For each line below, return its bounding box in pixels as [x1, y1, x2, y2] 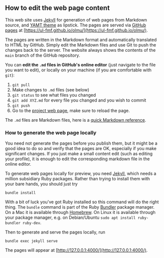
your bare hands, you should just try [5, 181, 78, 187]
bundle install [5, 191, 36, 195]
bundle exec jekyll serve [5, 239, 58, 244]
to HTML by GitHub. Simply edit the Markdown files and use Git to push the [5, 42, 156, 48]
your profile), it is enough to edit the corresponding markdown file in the [5, 156, 150, 162]
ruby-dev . [22, 220, 41, 226]
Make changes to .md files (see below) [12, 86, 89, 92]
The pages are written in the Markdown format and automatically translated [5, 37, 157, 43]
